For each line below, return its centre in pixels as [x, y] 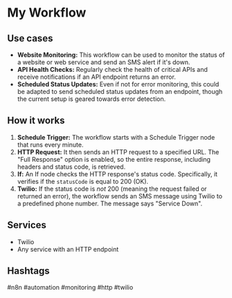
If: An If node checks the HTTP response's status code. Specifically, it [117, 174]
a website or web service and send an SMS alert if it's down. [104, 62]
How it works [36, 121]
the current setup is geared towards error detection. [91, 99]
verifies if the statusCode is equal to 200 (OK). [83, 181]
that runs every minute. [50, 145]
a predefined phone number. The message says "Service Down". [110, 203]
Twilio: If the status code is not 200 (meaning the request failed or [112, 189]
